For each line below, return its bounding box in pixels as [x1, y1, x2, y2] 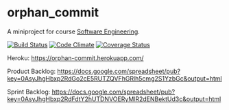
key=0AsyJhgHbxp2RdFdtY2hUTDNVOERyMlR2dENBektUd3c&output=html [7, 94, 221, 103]
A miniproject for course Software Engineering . [7, 27, 141, 36]
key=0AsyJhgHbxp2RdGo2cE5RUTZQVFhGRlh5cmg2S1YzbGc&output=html [7, 74, 222, 83]
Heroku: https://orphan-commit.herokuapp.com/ [7, 53, 144, 62]
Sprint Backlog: [7, 87, 51, 96]
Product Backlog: [7, 67, 56, 75]
